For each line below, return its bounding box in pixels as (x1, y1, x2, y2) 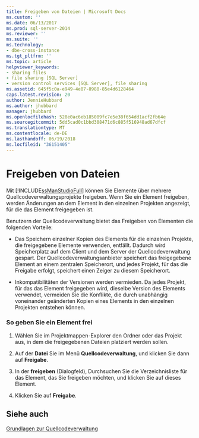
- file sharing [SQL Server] (6, 75, 78, 81)
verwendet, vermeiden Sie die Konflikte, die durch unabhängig (14, 291, 168, 298)
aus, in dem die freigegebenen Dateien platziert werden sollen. (14, 338, 169, 345)
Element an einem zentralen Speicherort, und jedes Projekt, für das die (14, 260, 188, 268)
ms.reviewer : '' (6, 31, 46, 37)
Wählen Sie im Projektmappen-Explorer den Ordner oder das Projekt (14, 331, 182, 339)
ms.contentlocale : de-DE (6, 130, 68, 137)
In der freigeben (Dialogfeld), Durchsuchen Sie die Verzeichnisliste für (14, 367, 188, 375)
